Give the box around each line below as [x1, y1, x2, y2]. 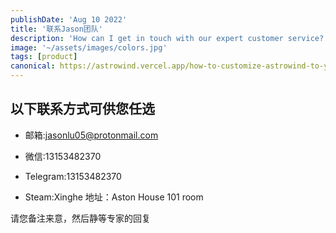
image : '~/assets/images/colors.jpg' [10, 42, 168, 53]
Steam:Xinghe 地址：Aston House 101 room [24, 191, 204, 203]
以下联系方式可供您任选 [10, 101, 155, 118]
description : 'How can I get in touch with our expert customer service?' [10, 33, 329, 43]
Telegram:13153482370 [24, 170, 122, 182]
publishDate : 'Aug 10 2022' [10, 14, 128, 25]
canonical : [10, 61, 56, 71]
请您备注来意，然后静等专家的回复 [10, 212, 151, 224]
